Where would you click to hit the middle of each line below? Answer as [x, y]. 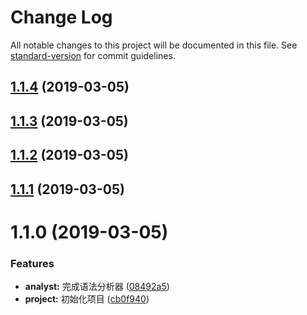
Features [32, 263]
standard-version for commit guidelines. [93, 55]
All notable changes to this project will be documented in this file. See [154, 45]
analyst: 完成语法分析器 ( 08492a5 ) [97, 286]
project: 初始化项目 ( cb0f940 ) [87, 298]
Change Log [61, 17]
